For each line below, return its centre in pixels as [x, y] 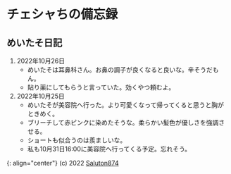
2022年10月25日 [40, 96]
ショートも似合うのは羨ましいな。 [77, 140]
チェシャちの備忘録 [62, 14]
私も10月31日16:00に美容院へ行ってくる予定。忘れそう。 [109, 149]
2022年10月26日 [40, 61]
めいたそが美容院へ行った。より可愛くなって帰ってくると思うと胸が [126, 105]
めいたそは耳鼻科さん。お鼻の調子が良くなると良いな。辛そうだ [120, 70]
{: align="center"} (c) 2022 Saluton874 [63, 163]
